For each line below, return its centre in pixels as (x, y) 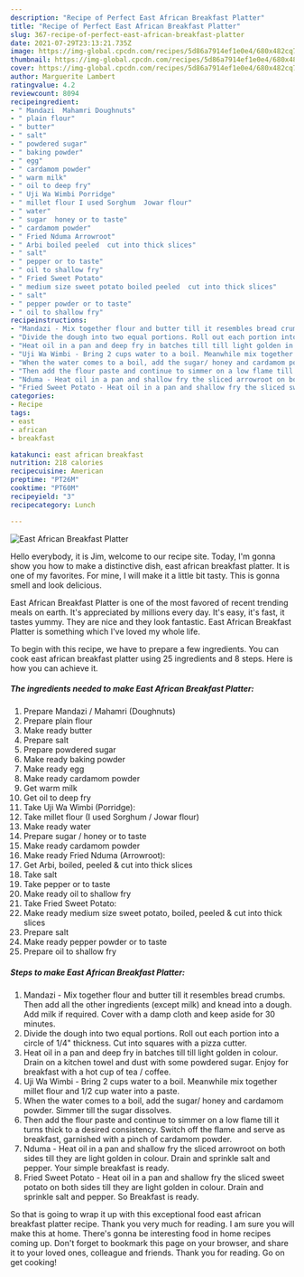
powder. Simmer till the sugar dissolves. (97, 1111)
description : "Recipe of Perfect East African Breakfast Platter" (138, 18)
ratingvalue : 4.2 (43, 85)
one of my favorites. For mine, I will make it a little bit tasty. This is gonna (145, 575)
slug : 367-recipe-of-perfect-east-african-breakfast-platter (128, 34)
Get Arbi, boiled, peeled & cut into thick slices (108, 866)
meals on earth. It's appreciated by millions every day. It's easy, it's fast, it (147, 612)
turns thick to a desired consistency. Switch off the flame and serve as (154, 1130)
